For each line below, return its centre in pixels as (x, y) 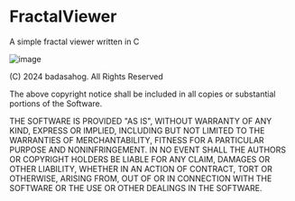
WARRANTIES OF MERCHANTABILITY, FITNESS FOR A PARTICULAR (137, 140)
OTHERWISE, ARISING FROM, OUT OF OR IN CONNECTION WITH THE (141, 178)
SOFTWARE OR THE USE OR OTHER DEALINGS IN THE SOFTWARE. (136, 187)
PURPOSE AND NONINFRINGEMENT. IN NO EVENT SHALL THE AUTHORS (148, 150)
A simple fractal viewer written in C (74, 41)
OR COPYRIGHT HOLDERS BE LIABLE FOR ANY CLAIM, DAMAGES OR (140, 159)
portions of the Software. (56, 103)
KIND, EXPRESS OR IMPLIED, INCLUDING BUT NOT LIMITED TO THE (137, 130)
